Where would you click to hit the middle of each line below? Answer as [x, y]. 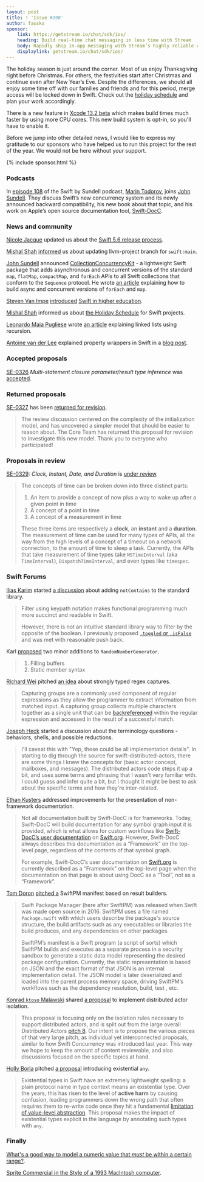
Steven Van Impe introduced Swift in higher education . [74, 301]
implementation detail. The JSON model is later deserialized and [101, 975]
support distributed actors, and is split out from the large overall [101, 1024]
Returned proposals [36, 394]
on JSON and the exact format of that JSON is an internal [93, 968]
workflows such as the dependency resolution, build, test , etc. [100, 988]
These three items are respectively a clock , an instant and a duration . [109, 529]
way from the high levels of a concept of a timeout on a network [101, 541]
